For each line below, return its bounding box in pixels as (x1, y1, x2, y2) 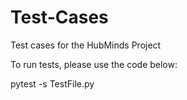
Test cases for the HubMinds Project (10, 39, 162, 51)
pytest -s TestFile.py (10, 77, 95, 90)
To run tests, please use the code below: (10, 58, 178, 70)
